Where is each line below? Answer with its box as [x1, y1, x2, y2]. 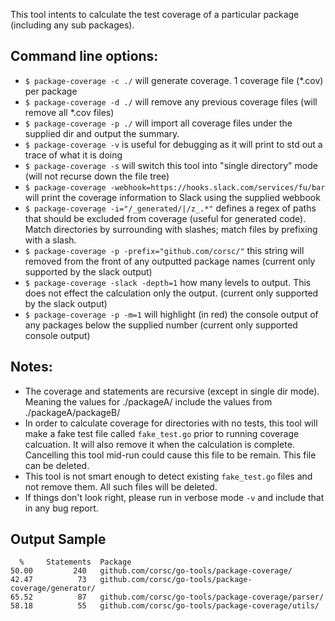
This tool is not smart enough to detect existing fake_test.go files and [24, 470, 313, 482]
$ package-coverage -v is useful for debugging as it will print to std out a [24, 138, 323, 150]
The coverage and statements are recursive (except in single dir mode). [24, 385, 320, 397]
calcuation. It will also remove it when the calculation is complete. [24, 438, 295, 450]
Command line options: [10, 48, 159, 65]
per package [24, 85, 78, 97]
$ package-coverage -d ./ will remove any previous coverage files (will [24, 95, 318, 108]
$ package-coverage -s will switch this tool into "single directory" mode [24, 159, 318, 171]
